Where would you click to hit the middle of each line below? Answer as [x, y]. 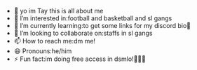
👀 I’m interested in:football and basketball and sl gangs [93, 18]
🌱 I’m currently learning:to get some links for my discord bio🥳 [102, 26]
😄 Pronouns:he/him [43, 51]
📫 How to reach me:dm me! [55, 41]
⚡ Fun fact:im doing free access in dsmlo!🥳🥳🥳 [80, 59]
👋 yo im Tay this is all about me [59, 11]
